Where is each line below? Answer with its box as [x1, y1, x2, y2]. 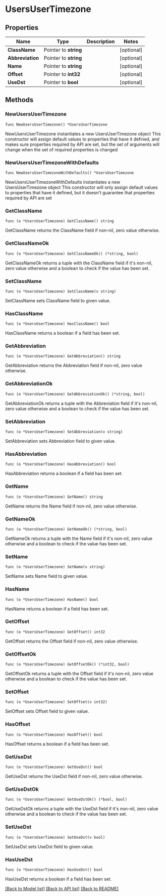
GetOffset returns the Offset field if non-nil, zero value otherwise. [5, 638, 139, 644]
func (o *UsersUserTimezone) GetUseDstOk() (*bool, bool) [5, 797, 127, 802]
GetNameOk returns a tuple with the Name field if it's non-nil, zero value [5, 535, 153, 541]
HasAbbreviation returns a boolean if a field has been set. [5, 471, 123, 477]
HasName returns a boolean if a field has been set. [5, 606, 109, 612]
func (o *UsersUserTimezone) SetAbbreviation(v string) [5, 429, 123, 434]
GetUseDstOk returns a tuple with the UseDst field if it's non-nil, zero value [5, 806, 159, 812]
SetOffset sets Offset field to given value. [5, 708, 89, 714]
